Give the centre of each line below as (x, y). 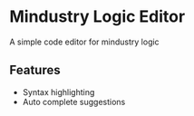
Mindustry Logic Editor (97, 17)
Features (35, 70)
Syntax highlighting (58, 92)
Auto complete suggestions (74, 101)
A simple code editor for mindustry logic (85, 42)
